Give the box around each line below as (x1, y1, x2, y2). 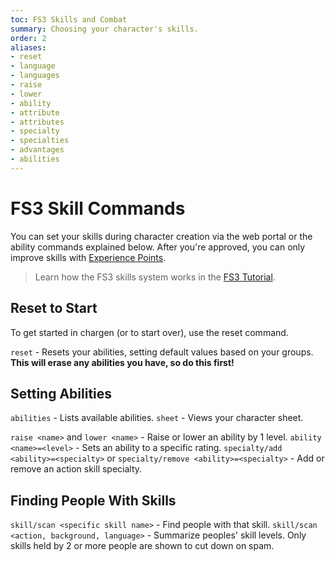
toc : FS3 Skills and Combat (10, 14, 128, 25)
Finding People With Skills (10, 492, 177, 509)
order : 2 (10, 33, 47, 43)
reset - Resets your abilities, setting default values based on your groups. (10, 346, 314, 358)
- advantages (10, 145, 65, 155)
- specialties (10, 136, 70, 146)
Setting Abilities (10, 385, 113, 402)
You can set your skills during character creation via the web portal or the (10, 230, 313, 242)
